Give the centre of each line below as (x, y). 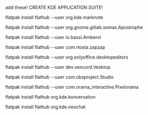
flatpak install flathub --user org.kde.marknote (54, 17)
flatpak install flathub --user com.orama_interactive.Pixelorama (72, 87)
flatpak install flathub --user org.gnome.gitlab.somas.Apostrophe (74, 27)
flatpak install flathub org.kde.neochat (45, 107)
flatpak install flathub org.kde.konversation (51, 97)
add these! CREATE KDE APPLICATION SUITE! (54, 7)
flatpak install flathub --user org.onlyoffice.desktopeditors (67, 57)
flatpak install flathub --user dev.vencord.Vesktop (58, 67)
